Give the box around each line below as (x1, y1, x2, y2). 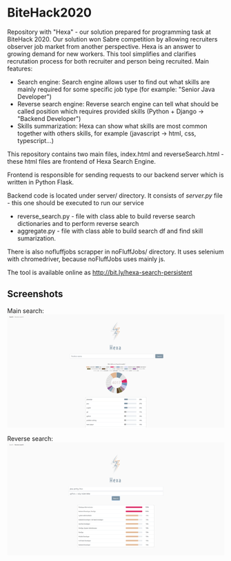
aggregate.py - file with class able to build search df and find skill (17, 227, 203, 235)
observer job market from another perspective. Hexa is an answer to (7, 42, 201, 50)
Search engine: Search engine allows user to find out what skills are (17, 77, 210, 86)
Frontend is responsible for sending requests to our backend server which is (7, 171, 224, 179)
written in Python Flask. (7, 178, 74, 186)
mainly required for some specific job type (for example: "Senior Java (17, 85, 215, 93)
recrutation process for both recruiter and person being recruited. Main (7, 57, 209, 65)
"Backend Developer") (17, 114, 81, 122)
